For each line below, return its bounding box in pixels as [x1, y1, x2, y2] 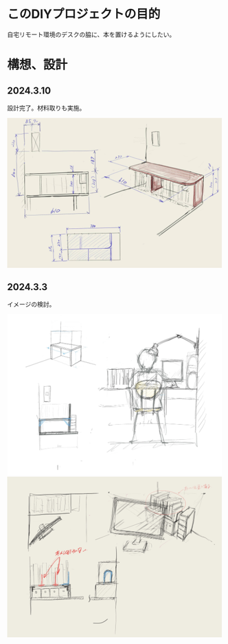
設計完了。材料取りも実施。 [7, 104, 86, 112]
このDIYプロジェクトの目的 [7, 6, 161, 22]
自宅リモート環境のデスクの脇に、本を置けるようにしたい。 [7, 30, 176, 38]
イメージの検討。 [7, 300, 56, 309]
